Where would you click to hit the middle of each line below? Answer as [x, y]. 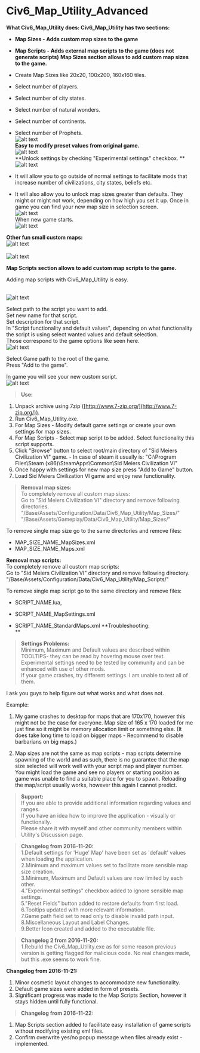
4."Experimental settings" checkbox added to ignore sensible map [102, 891]
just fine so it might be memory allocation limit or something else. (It [98, 729]
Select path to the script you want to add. [57, 309]
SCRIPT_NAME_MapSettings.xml [55, 614]
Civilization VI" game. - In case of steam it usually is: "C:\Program [96, 457]
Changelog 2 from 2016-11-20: [59, 940]
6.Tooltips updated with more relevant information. [83, 910]
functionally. [36, 822]
